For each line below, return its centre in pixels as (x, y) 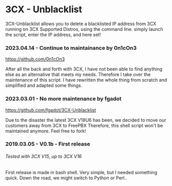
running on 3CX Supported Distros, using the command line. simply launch (84, 29)
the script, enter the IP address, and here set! (53, 34)
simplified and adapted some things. (44, 85)
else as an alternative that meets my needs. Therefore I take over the (78, 75)
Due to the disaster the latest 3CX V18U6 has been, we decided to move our (86, 120)
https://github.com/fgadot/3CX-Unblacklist (51, 110)
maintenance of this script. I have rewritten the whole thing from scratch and (86, 80)
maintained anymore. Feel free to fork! (46, 131)
